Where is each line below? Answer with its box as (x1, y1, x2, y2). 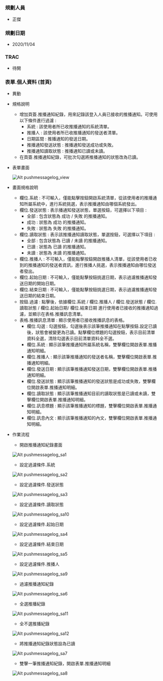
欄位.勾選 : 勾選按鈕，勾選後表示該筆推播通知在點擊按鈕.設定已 (26, 323, 153, 329)
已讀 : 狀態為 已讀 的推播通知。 (26, 244, 89, 250)
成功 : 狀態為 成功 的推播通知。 (26, 219, 89, 226)
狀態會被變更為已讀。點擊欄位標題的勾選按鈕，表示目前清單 (35, 329, 155, 336)
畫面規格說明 (12, 184, 38, 190)
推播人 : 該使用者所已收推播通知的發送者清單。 (26, 130, 121, 136)
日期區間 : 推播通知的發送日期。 (26, 136, 91, 142)
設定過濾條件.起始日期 (19, 522, 64, 527)
